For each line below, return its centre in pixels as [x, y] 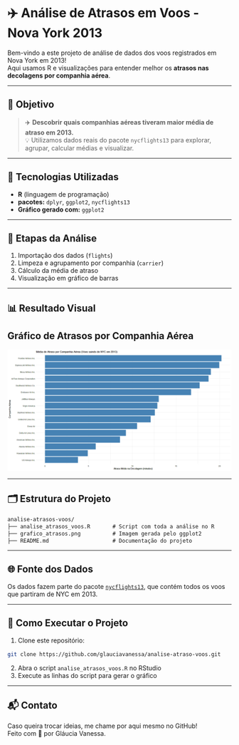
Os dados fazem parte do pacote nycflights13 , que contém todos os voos [116, 586]
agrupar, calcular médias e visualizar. [79, 148]
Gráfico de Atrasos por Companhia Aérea [101, 336]
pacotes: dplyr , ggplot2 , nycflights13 [74, 202]
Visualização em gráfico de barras [68, 278]
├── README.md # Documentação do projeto [100, 541]
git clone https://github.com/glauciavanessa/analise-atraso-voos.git [114, 654]
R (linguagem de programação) [63, 194]
